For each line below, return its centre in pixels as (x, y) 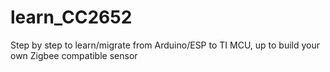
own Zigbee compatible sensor (74, 55)
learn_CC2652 (71, 17)
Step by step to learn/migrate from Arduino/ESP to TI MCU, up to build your (165, 45)
